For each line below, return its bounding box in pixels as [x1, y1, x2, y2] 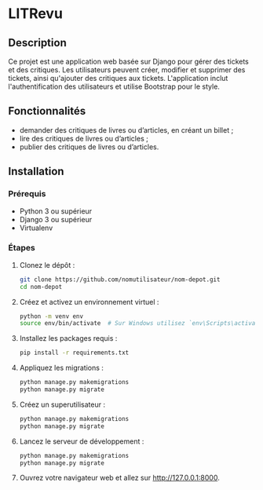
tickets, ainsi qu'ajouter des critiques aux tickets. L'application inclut [8, 74, 228, 82]
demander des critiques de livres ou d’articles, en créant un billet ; [19, 125, 234, 134]
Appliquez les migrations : [19, 363, 104, 373]
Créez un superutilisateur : [19, 400, 106, 409]
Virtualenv [19, 223, 53, 232]
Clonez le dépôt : [19, 260, 75, 269]
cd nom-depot [19, 283, 63, 291]
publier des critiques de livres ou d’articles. [19, 142, 159, 152]
